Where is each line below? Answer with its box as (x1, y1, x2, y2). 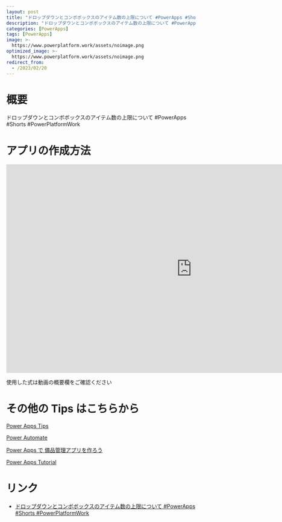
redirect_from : (6, 59, 45, 65)
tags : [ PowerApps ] (6, 31, 52, 37)
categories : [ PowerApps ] (6, 25, 69, 32)
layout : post (6, 8, 39, 15)
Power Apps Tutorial (6, 459, 57, 466)
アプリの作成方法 (6, 144, 92, 158)
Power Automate (6, 434, 48, 441)
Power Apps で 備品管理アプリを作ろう (6, 447, 103, 454)
